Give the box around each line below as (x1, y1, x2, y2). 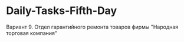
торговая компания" (6, 29, 58, 36)
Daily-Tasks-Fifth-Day (6, 4, 117, 17)
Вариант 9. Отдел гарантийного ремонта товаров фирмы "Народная (6, 23, 179, 30)
